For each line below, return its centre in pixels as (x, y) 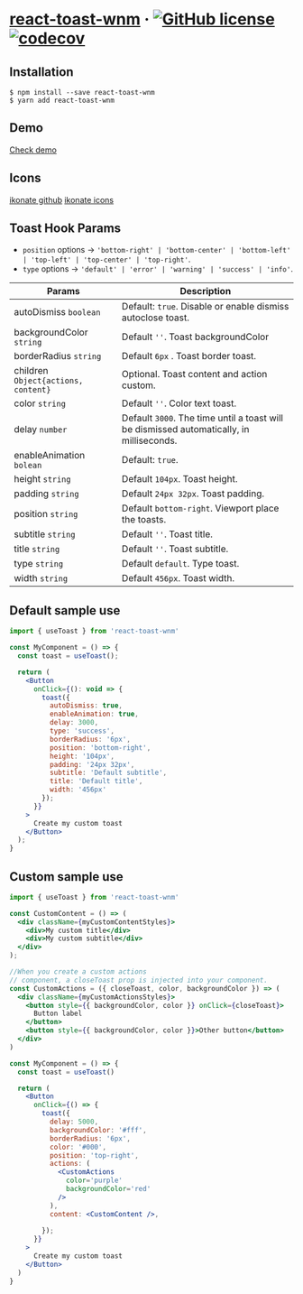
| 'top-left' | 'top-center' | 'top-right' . (106, 259)
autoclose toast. (155, 318)
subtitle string (45, 534)
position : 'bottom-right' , (100, 748)
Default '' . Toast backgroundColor (195, 337)
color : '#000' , (78, 1147)
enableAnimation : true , (94, 714)
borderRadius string (58, 356)
